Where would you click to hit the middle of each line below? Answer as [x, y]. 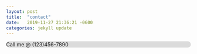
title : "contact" [28, 17]
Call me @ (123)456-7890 [37, 45]
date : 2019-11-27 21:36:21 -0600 [50, 22]
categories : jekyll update [39, 28]
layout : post [22, 11]
